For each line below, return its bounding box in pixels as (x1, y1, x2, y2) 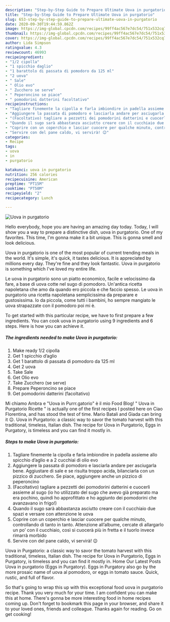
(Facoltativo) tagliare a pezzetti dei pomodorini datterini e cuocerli (12, 484, 150, 490)
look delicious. (5, 240, 35, 246)
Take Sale (12, 369, 33, 375)
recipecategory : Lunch (5, 196, 53, 201)
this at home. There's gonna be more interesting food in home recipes (5, 595, 151, 601)
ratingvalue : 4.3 (5, 45, 42, 50)
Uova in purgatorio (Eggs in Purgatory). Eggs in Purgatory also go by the (5, 563, 156, 570)
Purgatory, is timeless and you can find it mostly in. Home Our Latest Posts (5, 558, 161, 564)
